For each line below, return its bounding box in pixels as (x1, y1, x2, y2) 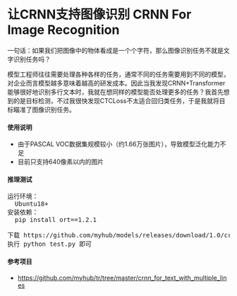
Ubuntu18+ (14, 200, 49, 208)
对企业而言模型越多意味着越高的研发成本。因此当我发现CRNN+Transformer (7, 78, 226, 87)
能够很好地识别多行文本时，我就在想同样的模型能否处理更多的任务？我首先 (7, 88, 224, 96)
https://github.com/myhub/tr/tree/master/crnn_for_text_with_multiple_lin (17, 273, 227, 282)
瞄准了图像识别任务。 (13, 105, 75, 114)
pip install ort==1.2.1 (14, 216, 97, 224)
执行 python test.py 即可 (7, 240, 92, 248)
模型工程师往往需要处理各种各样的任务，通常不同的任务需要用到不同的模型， (7, 70, 230, 78)
